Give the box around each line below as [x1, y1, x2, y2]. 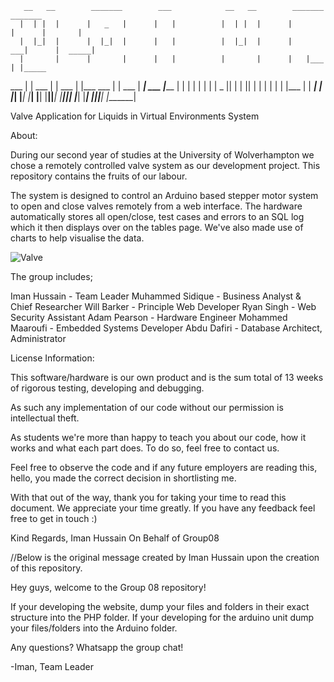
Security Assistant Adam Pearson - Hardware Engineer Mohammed [10, 312, 288, 323]
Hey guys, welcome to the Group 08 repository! [10, 582, 207, 593]
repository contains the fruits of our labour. [10, 170, 188, 182]
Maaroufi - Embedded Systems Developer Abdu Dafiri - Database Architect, [10, 322, 323, 334]
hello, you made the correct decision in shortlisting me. [10, 472, 237, 484]
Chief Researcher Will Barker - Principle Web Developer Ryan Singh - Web [10, 301, 317, 312]
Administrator [10, 333, 67, 344]
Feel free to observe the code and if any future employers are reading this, [10, 462, 318, 473]
